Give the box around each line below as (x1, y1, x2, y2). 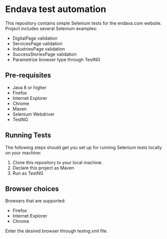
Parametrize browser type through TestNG (12, 56, 100, 62)
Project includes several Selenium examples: (5, 25, 98, 31)
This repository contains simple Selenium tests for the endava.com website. (5, 20, 162, 26)
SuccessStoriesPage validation (12, 51, 77, 57)
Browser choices (5, 184, 59, 193)
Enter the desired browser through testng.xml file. (5, 228, 108, 234)
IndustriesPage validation (12, 46, 65, 52)
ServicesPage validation (12, 40, 63, 46)
